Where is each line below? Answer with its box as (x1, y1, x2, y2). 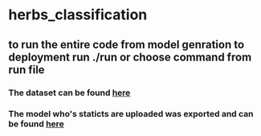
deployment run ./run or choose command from (8, 50, 252, 64)
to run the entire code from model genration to (8, 38, 245, 52)
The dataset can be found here (8, 87, 131, 98)
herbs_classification (8, 6, 148, 24)
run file (8, 63, 46, 76)
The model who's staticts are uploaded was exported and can (8, 109, 254, 120)
